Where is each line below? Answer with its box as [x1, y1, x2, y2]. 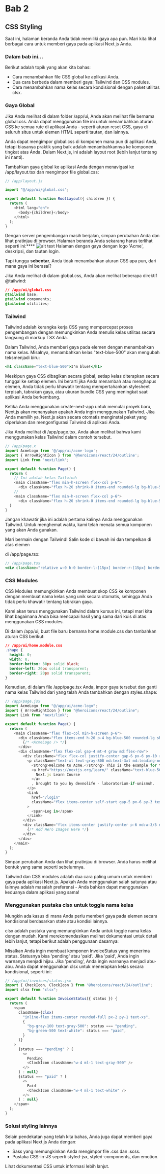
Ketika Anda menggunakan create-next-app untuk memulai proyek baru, [5, 404, 152, 410]
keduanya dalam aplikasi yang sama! [5, 889, 80, 895]
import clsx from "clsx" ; [5, 987, 58, 993]
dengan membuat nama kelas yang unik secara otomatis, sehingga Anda [5, 594, 152, 600]
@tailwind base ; [5, 292, 38, 297]
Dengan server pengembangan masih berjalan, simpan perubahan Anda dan [5, 233, 160, 239]
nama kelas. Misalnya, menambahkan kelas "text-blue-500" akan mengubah [5, 350, 160, 356]
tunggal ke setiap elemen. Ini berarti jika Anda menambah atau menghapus [5, 378, 157, 385]
